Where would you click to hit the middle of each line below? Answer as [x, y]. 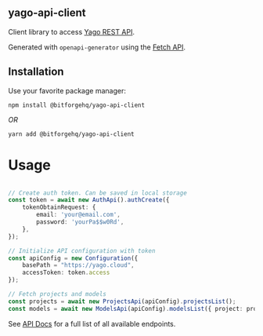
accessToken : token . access [66, 273]
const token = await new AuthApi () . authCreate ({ [89, 200]
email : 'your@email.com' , [79, 215]
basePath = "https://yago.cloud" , [78, 265]
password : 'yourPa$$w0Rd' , [80, 222]
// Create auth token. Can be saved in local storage [98, 193]
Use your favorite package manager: [67, 90]
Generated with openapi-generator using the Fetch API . [97, 47]
